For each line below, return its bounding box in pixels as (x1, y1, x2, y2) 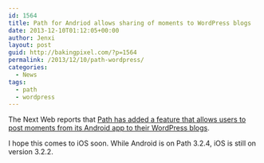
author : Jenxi (8, 33, 56, 42)
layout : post (8, 41, 52, 49)
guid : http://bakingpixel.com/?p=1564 (8, 49, 137, 56)
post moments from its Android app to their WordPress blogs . (8, 123, 210, 133)
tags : (8, 78, 26, 86)
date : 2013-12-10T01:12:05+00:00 (8, 26, 120, 34)
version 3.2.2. (8, 147, 53, 157)
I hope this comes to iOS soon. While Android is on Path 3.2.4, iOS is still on (8, 138, 257, 148)
